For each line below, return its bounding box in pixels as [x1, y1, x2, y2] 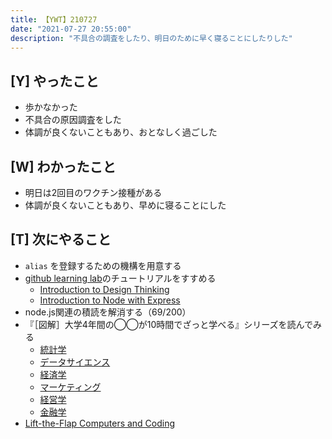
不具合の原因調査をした [24, 114, 122, 126]
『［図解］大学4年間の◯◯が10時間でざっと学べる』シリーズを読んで [24, 318, 313, 330]
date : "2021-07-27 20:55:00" [10, 24, 132, 34]
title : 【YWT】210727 [10, 14, 98, 25]
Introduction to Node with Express [39, 294, 181, 306]
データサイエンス [39, 356, 111, 368]
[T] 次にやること [10, 231, 112, 248]
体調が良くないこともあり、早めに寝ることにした [24, 199, 227, 211]
